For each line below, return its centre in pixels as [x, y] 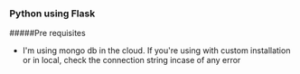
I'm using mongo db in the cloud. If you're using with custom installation [156, 51]
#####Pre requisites [47, 33]
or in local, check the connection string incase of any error [131, 60]
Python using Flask [52, 14]
